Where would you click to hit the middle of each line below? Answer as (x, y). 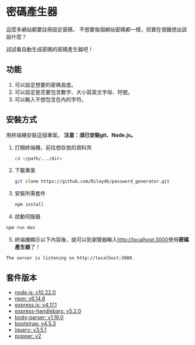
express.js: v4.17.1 (36, 305)
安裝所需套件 (30, 194)
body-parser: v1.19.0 (39, 317)
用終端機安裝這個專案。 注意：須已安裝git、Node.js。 (71, 135)
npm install (29, 205)
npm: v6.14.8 (30, 298)
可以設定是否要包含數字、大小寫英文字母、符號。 (73, 92)
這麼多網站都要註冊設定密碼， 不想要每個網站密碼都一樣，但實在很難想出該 (97, 29)
